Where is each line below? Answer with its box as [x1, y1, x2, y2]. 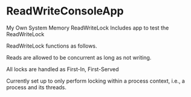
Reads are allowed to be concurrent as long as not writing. [6, 54, 152, 61]
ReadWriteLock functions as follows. [6, 42, 98, 49]
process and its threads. [6, 83, 66, 91]
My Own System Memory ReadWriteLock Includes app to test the [6, 24, 169, 31]
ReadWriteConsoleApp [6, 4, 124, 18]
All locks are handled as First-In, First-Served [6, 65, 119, 73]
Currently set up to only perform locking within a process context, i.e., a [6, 77, 186, 84]
